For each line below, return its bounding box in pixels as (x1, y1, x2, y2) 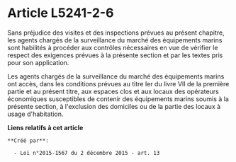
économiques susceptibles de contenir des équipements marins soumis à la (7, 94, 229, 103)
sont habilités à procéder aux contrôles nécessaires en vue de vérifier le (7, 43, 218, 52)
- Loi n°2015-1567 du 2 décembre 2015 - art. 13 (13, 149, 160, 156)
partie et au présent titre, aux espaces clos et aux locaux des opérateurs (7, 87, 220, 96)
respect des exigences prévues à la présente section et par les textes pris (7, 51, 223, 59)
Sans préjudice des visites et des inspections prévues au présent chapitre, (7, 28, 225, 37)
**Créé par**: (7, 137, 50, 144)
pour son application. (7, 58, 69, 66)
